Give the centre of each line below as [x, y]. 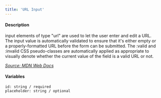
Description [17, 25]
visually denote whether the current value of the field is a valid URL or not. [80, 56]
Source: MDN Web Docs [29, 65]
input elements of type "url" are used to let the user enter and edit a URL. [78, 35]
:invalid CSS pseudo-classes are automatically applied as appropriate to [77, 51]
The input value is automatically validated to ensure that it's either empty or [81, 41]
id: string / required [28, 87]
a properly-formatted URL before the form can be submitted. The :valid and [80, 46]
